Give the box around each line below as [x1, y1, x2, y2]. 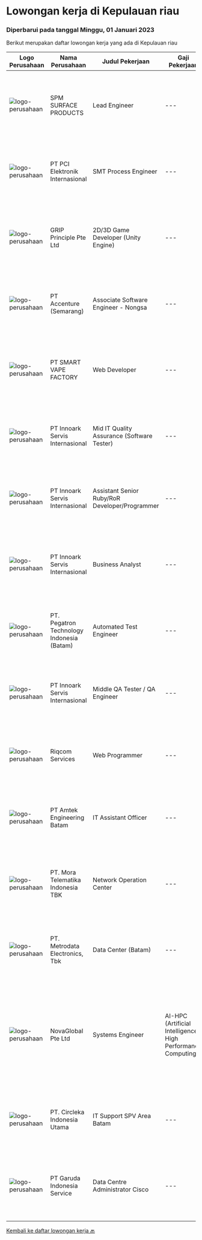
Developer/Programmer [93, 502, 159, 510]
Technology [50, 626, 84, 635]
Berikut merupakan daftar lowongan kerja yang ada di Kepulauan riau [6, 39, 178, 46]
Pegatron [50, 619, 76, 628]
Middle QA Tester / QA [93, 685, 156, 694]
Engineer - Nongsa [93, 304, 147, 312]
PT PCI [50, 160, 70, 168]
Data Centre [93, 1178, 127, 1187]
